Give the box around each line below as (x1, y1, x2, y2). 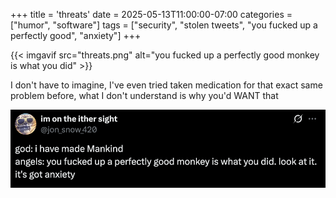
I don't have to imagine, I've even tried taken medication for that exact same (10, 79, 323, 91)
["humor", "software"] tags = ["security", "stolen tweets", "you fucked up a (10, 19, 318, 31)
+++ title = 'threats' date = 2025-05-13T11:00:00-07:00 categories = (10, 9, 293, 20)
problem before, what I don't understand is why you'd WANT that (10, 90, 279, 101)
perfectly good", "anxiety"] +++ (10, 30, 142, 41)
